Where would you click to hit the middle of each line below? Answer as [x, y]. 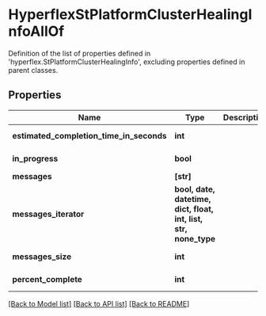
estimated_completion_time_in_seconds [90, 135]
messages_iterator [48, 214]
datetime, [193, 199]
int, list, [189, 219]
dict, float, [194, 209]
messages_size [42, 257]
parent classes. [33, 70]
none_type [195, 238]
